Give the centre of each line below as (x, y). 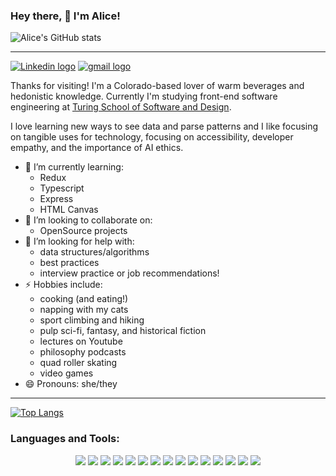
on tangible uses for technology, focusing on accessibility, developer (152, 137)
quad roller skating (78, 363)
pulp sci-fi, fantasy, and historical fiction (123, 331)
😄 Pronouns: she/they (71, 384)
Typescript (62, 188)
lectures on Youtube (81, 341)
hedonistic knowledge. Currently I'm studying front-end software (144, 96)
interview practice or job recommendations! (129, 273)
